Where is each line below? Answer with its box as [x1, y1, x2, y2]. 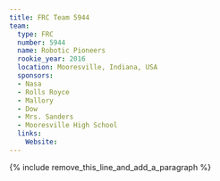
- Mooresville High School [17, 121, 118, 130]
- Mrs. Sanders [17, 112, 74, 121]
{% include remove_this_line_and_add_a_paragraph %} [9, 161, 212, 172]
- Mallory [17, 95, 54, 105]
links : [17, 129, 42, 138]
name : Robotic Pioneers [17, 46, 106, 55]
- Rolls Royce [17, 87, 70, 96]
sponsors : [17, 71, 54, 80]
